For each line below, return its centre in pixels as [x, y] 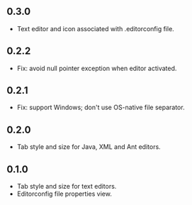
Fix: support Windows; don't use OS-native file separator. [101, 107]
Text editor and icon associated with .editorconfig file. [95, 28]
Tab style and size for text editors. [67, 187]
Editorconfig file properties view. [64, 194]
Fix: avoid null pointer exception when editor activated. [97, 68]
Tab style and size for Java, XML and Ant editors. [89, 147]
